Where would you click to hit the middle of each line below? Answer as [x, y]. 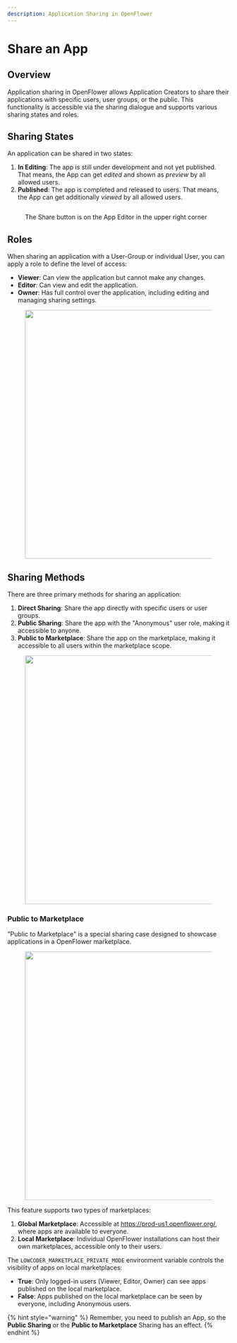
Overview [29, 75]
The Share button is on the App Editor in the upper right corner [116, 217]
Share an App [48, 48]
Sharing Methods [46, 577]
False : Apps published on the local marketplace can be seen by [110, 1296]
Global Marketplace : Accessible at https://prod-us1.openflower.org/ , [117, 1224]
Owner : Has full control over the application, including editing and [113, 293]
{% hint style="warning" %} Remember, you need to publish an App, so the [117, 1318]
